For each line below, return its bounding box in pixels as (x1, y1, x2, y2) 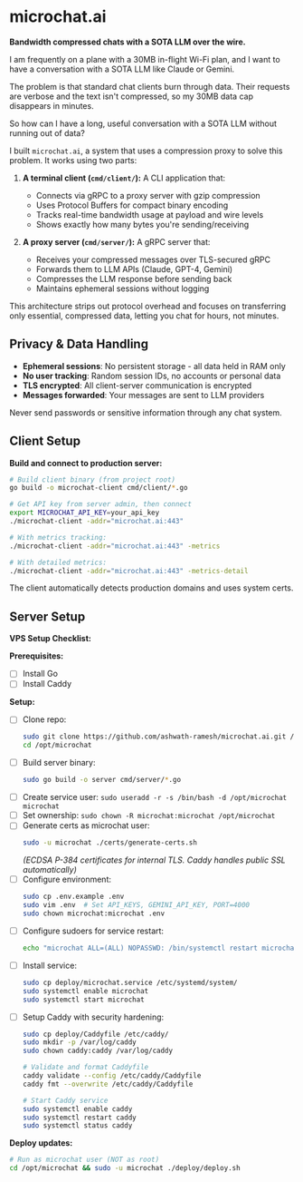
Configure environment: (22, 874, 111, 885)
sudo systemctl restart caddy (22, 1113, 137, 1122)
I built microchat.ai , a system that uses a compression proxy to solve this (9, 145, 283, 156)
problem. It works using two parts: (9, 154, 137, 165)
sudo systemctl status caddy (22, 1121, 133, 1130)
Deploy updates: (9, 1138, 73, 1148)
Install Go (22, 669, 59, 679)
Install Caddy (22, 679, 72, 689)
